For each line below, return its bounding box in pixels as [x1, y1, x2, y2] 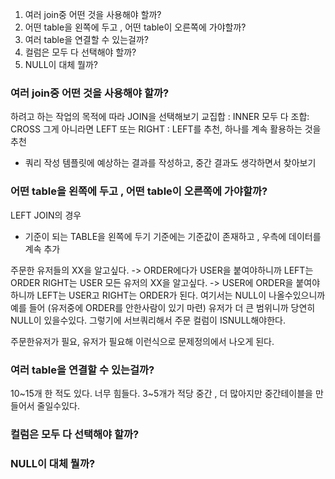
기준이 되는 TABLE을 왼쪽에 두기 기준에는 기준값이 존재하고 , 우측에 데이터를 [24, 230, 322, 242]
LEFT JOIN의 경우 [10, 209, 82, 221]
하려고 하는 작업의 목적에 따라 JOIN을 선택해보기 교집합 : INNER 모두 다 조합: [10, 111, 310, 123]
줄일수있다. [36, 399, 81, 412]
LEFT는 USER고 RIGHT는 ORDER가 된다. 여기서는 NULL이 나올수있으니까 [36, 289, 326, 301]
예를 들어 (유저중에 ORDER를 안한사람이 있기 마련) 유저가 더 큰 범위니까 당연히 [10, 301, 316, 313]
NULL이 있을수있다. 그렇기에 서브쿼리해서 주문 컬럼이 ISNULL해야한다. [10, 314, 287, 326]
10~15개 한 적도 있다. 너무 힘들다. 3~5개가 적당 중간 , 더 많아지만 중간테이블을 [10, 387, 313, 399]
